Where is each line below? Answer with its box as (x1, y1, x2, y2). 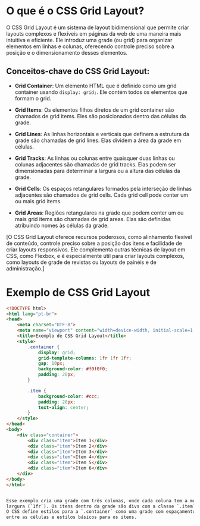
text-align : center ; (37, 404, 89, 411)
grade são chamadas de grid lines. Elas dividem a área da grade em (14, 137, 182, 144)
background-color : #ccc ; (37, 393, 100, 399)
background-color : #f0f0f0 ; (37, 366, 108, 372)
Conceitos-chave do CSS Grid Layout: (6, 67, 150, 77)
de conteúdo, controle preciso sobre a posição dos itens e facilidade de (6, 240, 183, 247)
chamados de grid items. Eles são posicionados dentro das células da (14, 112, 186, 119)
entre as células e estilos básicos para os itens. (6, 514, 137, 521)
